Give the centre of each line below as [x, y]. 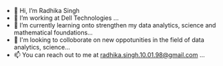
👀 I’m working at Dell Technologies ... [66, 18]
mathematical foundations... [53, 32]
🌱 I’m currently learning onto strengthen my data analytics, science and [115, 25]
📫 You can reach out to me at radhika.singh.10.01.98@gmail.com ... [109, 55]
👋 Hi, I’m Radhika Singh [47, 11]
